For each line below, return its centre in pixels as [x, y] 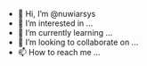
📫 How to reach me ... [59, 52]
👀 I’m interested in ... [55, 23]
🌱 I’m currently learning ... [65, 33]
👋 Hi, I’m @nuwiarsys [57, 14]
